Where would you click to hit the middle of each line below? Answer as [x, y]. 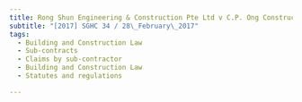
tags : [19, 34]
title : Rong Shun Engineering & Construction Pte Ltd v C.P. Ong [134, 17]
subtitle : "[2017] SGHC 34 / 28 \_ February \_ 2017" [104, 26]
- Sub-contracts [48, 51]
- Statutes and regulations [70, 76]
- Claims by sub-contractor [70, 59]
